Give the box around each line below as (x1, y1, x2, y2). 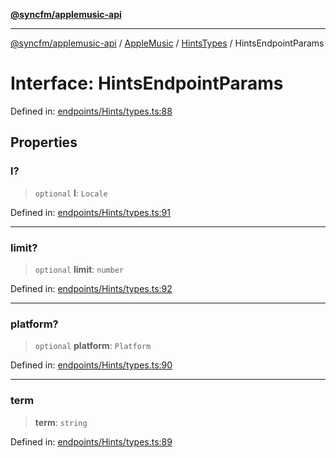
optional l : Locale (34, 187, 108, 199)
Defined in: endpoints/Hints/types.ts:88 (10, 105, 173, 117)
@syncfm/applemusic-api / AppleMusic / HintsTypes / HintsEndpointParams (10, 37, 325, 49)
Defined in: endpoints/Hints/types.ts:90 (10, 359, 173, 371)
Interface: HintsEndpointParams (10, 72, 284, 95)
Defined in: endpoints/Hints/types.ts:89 (10, 435, 173, 448)
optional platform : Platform (34, 340, 152, 352)
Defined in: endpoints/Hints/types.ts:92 (10, 282, 173, 294)
